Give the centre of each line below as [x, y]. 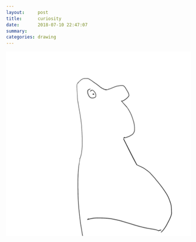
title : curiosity [34, 18]
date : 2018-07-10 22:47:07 [47, 25]
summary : [17, 31]
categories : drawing [31, 37]
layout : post [27, 12]
